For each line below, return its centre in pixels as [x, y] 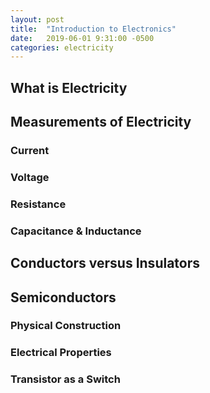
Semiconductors [63, 297]
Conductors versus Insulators [105, 263]
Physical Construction [66, 326]
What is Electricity [69, 87]
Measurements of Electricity [101, 122]
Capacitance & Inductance [76, 231]
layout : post [37, 19]
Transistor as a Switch [65, 379]
